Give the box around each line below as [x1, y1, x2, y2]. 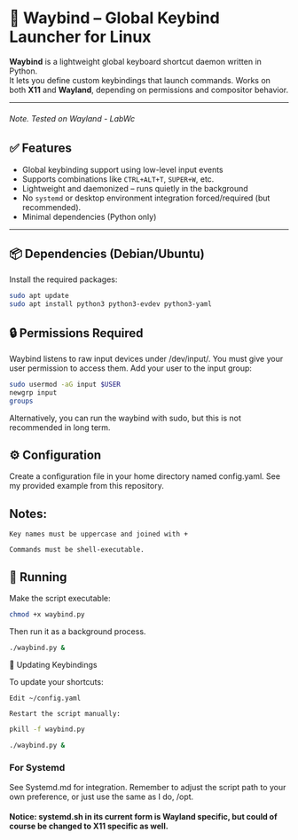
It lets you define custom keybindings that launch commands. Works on [9, 75, 271, 85]
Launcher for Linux [9, 27, 152, 47]
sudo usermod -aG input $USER [9, 380, 122, 389]
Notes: [9, 506, 47, 522]
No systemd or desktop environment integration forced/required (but [21, 192, 271, 203]
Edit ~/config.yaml [9, 694, 82, 703]
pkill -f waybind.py [9, 725, 86, 734]
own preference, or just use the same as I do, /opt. [9, 791, 194, 802]
